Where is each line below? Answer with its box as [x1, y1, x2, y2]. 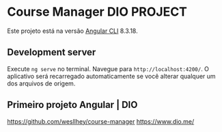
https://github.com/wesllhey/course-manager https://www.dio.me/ [7, 117, 195, 125]
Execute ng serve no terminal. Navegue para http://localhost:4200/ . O [7, 64, 210, 72]
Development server [7, 47, 96, 58]
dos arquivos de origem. [7, 79, 76, 88]
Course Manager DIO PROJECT [7, 4, 188, 20]
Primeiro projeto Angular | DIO [7, 99, 138, 111]
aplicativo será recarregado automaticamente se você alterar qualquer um [7, 72, 217, 80]
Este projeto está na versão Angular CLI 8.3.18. [7, 27, 138, 35]
